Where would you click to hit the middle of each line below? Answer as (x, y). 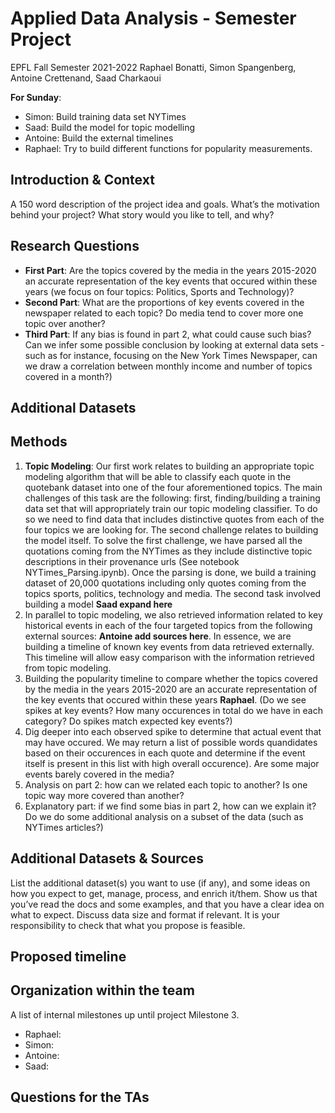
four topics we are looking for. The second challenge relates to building (171, 529)
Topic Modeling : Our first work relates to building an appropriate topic (169, 466)
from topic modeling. (68, 668)
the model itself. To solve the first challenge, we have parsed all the (163, 540)
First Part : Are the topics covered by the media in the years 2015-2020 (170, 270)
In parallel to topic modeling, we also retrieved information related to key (173, 614)
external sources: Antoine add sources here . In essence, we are (158, 636)
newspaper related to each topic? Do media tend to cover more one (164, 313)
